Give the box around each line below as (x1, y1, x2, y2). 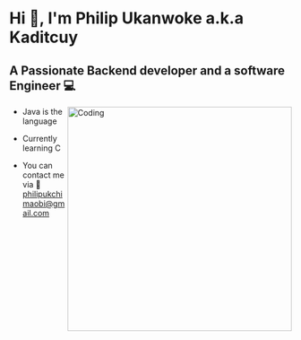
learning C (21, 143, 61, 153)
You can (21, 161, 54, 170)
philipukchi (21, 188, 63, 199)
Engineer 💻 (9, 78, 76, 93)
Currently (21, 134, 58, 144)
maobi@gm (21, 198, 65, 209)
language (21, 116, 57, 126)
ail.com (21, 208, 50, 218)
